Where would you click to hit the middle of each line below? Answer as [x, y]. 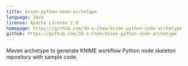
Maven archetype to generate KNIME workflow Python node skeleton [91, 51]
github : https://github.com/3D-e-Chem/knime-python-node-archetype [92, 34]
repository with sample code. [42, 57]
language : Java [25, 17]
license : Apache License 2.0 [42, 23]
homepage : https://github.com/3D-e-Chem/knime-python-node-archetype [94, 28]
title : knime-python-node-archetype [51, 12]
